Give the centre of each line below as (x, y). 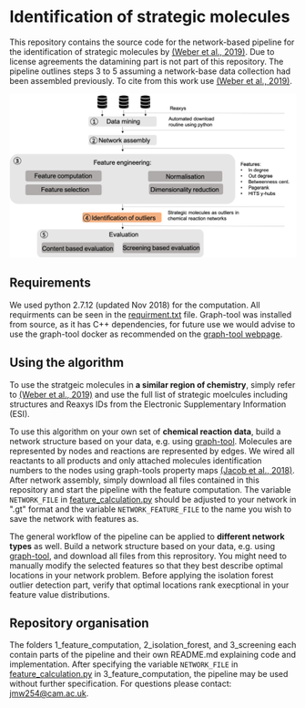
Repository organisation (79, 623)
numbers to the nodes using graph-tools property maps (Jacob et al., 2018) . (152, 470)
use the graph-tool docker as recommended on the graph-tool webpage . (146, 334)
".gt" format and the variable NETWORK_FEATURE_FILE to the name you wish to (151, 509)
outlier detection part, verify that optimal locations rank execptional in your (149, 585)
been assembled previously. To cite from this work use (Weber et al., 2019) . (151, 80)
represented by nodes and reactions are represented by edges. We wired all (152, 451)
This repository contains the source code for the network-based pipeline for (152, 42)
